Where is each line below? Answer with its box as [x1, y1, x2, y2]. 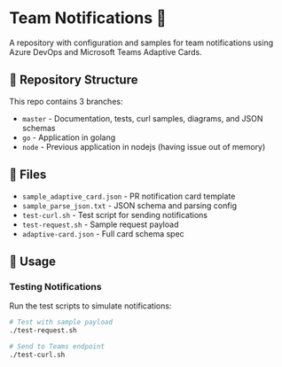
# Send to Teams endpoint [9, 342, 105, 351]
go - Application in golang [21, 132, 116, 143]
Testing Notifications [9, 280, 102, 293]
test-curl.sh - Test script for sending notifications [21, 209, 208, 220]
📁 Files [9, 168, 47, 183]
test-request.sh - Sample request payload [21, 219, 179, 230]
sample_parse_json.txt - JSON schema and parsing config [21, 199, 238, 211]
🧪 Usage [9, 254, 56, 269]
